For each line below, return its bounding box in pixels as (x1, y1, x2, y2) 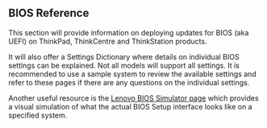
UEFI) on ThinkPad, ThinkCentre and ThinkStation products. (8, 36, 207, 46)
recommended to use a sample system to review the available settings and (8, 68, 257, 79)
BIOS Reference (8, 6, 90, 20)
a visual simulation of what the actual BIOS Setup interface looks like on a (8, 101, 252, 111)
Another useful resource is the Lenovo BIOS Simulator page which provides (8, 93, 260, 103)
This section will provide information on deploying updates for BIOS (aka (8, 27, 249, 37)
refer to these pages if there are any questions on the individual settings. (8, 77, 250, 87)
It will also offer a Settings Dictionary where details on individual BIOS (8, 52, 240, 61)
